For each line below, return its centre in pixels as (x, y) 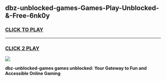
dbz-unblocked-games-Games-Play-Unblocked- (82, 8)
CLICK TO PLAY (24, 30)
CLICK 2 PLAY (22, 48)
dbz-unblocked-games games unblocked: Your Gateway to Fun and (76, 68)
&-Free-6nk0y (28, 16)
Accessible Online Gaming (33, 73)
